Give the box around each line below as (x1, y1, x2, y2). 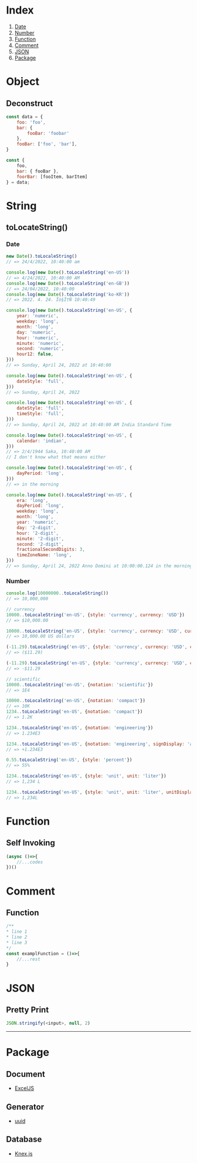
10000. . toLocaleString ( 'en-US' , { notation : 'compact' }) (6, 698, 145, 704)
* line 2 (6, 934, 28, 941)
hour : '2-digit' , (16, 530, 59, 536)
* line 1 (6, 929, 28, 935)
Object (6, 75, 40, 88)
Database (6, 1134, 42, 1145)
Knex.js (14, 1150, 33, 1157)
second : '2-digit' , (16, 541, 64, 547)
